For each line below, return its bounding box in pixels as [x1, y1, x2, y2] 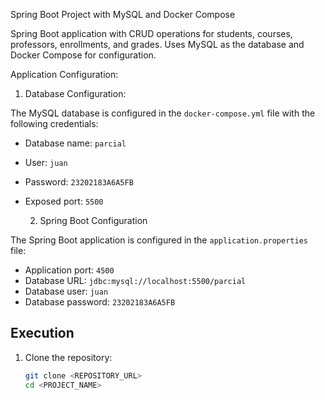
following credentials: [10, 118, 99, 129]
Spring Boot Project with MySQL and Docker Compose [10, 9, 236, 20]
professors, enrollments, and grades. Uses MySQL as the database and [10, 39, 305, 50]
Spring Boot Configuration [39, 215, 148, 226]
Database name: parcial [24, 137, 127, 149]
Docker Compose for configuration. [10, 49, 157, 61]
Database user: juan [24, 285, 109, 297]
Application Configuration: [10, 69, 119, 80]
